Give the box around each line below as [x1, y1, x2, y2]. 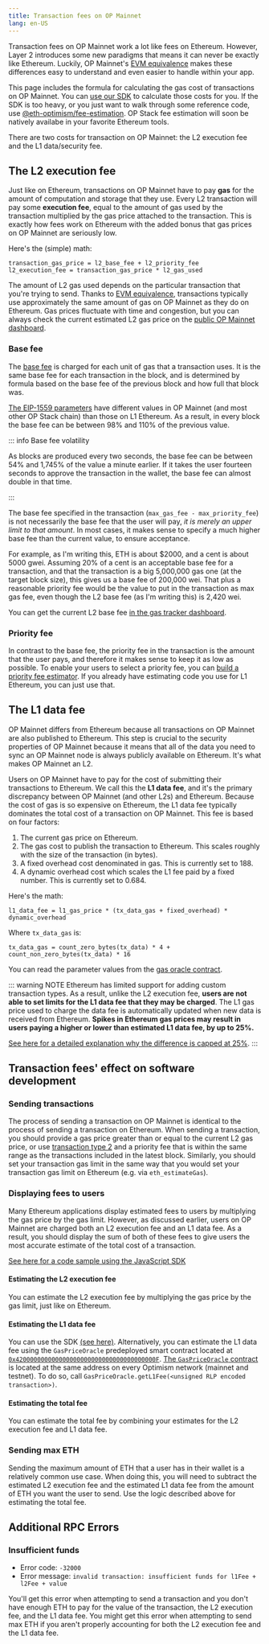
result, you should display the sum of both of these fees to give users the [8, 1231, 251, 1241]
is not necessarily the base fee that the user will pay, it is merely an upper [8, 516, 252, 526]
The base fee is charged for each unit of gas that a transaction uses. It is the [8, 361, 261, 371]
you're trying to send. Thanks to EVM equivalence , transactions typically [8, 289, 249, 298]
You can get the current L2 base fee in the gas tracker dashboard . [8, 607, 227, 617]
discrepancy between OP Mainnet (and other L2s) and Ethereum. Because [8, 791, 255, 801]
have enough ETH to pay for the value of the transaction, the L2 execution [8, 1602, 253, 1613]
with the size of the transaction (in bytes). [19, 849, 158, 859]
